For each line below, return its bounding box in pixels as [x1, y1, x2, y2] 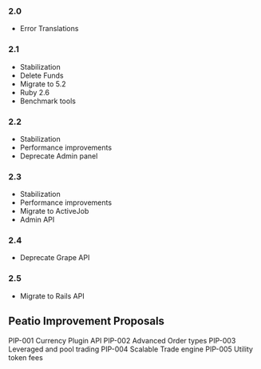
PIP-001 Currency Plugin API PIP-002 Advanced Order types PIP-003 [8, 335, 236, 345]
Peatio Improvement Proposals [8, 315, 165, 328]
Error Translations [19, 24, 79, 34]
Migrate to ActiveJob [19, 207, 89, 216]
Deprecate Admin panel [19, 150, 98, 161]
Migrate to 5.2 [19, 78, 66, 89]
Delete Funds [19, 70, 64, 80]
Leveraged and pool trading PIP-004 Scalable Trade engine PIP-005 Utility [8, 344, 254, 354]
